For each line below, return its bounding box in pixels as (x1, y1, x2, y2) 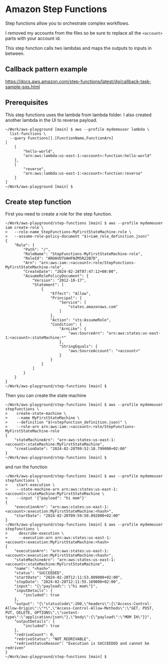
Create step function (5, 197, 71, 206)
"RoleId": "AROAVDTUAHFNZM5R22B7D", (23, 256, 100, 261)
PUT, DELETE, (5, 610, 33, 615)
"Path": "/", (23, 247, 51, 252)
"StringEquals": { (59, 344, 98, 349)
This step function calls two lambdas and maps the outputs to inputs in (5, 45, 152, 51)
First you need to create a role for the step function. (5, 211, 112, 217)
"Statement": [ (32, 282, 64, 287)
